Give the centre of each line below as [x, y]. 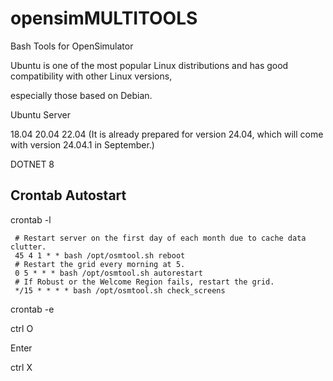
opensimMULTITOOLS [104, 18]
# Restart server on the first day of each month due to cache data [160, 238]
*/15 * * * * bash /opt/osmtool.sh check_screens [120, 290]
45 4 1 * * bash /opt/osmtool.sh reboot [100, 255]
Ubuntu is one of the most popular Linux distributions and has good [149, 65]
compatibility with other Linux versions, [91, 76]
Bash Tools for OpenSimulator [72, 46]
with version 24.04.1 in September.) [82, 144]
